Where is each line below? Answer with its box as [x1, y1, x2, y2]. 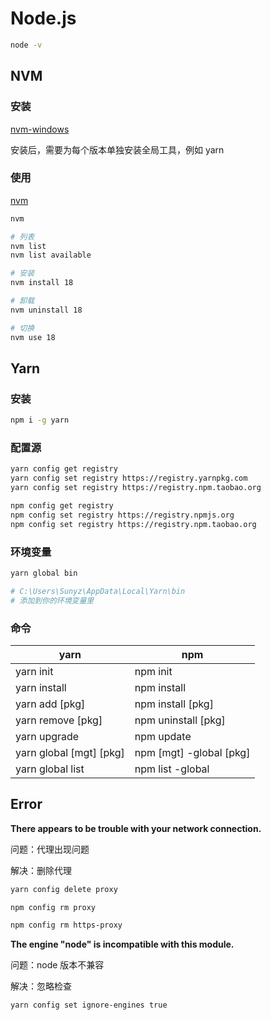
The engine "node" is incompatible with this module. [10, 938, 235, 951]
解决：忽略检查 [10, 980, 72, 992]
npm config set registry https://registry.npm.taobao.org [10, 519, 257, 529]
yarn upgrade [15, 729, 80, 743]
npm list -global [134, 762, 210, 776]
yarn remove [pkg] [15, 713, 103, 727]
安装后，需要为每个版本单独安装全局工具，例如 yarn [10, 143, 225, 156]
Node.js [10, 7, 77, 30]
